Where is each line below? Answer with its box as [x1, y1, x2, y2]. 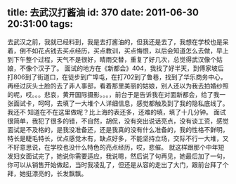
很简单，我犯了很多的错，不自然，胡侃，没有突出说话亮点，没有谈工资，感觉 [7, 117, 229, 125]
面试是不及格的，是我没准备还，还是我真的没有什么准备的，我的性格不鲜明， [7, 125, 229, 133]
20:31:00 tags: [7, 18, 74, 30]
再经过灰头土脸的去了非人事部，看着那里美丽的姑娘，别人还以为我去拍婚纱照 [7, 81, 229, 90]
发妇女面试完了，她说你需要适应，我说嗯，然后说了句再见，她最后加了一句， [7, 152, 229, 160]
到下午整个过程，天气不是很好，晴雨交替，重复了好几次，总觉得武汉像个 [7, 55, 216, 63]
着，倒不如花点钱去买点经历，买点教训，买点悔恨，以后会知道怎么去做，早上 [7, 46, 229, 55]
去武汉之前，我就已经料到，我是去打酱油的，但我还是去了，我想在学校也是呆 [7, 37, 229, 46]
